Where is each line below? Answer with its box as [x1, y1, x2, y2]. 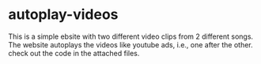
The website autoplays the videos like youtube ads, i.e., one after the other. [8, 40, 253, 49]
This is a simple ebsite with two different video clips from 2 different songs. [8, 32, 254, 41]
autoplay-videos [8, 6, 119, 24]
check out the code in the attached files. [8, 48, 140, 58]
